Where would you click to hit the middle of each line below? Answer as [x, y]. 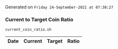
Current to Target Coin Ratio [39, 19]
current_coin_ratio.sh [28, 30]
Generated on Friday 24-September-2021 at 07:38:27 [59, 7]
